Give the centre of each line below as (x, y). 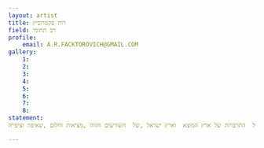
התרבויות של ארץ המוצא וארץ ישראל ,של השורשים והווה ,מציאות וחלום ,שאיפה (136, 125)
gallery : (22, 52)
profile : (22, 37)
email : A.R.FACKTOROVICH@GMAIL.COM (81, 45)
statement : (26, 118)
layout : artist (33, 15)
